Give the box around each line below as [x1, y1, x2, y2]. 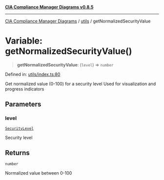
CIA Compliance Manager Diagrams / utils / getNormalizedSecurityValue [5, 18, 151, 24]
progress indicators [5, 86, 44, 92]
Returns [5, 149, 30, 157]
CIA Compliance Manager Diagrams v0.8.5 [5, 4, 94, 10]
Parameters [5, 100, 41, 109]
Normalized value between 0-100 [5, 170, 72, 176]
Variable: [5, 35, 43, 46]
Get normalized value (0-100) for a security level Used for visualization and [5, 81, 156, 87]
